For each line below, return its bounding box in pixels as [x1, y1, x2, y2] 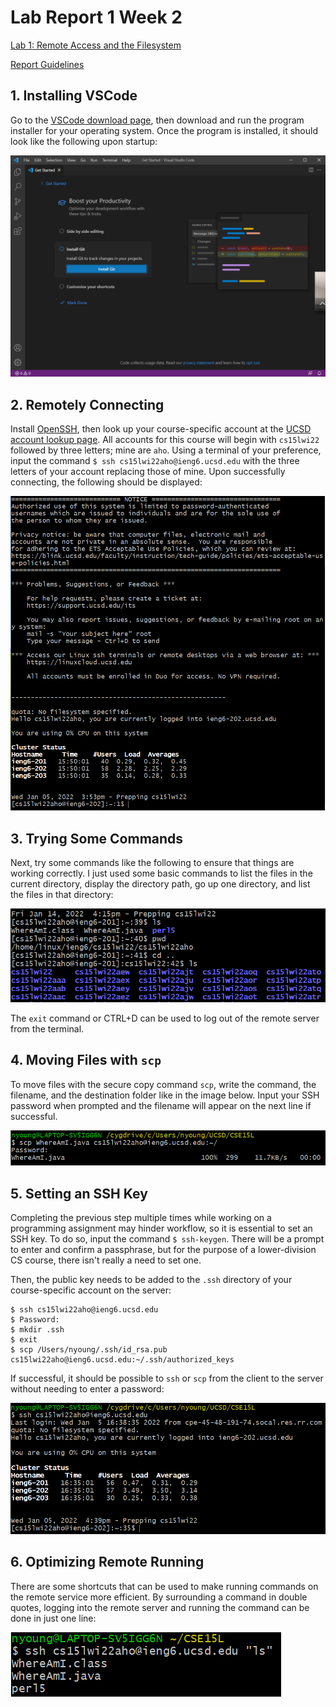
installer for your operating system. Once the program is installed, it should [10, 124, 319, 136]
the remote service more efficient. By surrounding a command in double [10, 1591, 308, 1603]
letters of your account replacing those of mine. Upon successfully [10, 465, 286, 477]
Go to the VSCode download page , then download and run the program [10, 114, 305, 126]
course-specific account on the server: [10, 1284, 172, 1296]
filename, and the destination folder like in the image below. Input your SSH [10, 1089, 320, 1101]
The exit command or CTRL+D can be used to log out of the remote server [10, 1012, 320, 1025]
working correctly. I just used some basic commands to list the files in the [10, 867, 313, 880]
